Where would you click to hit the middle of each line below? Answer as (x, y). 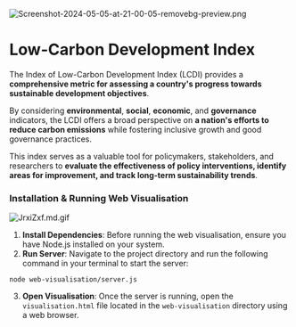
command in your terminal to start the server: (105, 264)
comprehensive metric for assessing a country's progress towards (136, 84)
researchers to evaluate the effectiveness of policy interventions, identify (148, 166)
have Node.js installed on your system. (93, 244)
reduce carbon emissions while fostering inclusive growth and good (136, 129)
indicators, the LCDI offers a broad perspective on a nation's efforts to (139, 119)
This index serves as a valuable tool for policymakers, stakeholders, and (142, 156)
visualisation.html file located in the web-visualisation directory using (155, 306)
